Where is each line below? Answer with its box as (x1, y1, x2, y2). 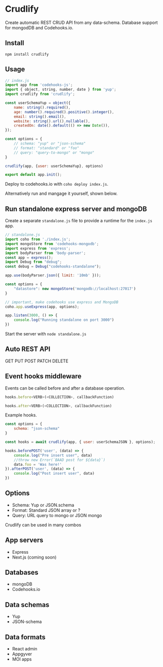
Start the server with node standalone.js (5, 331, 87, 336)
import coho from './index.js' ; (5, 237, 71, 242)
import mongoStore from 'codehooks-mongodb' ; (5, 241, 99, 246)
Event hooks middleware (5, 372, 82, 380)
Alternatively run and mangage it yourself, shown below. (5, 190, 118, 196)
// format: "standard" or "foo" (14, 146, 79, 150)
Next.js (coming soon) (12, 554, 57, 560)
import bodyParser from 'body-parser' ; (5, 250, 86, 255)
